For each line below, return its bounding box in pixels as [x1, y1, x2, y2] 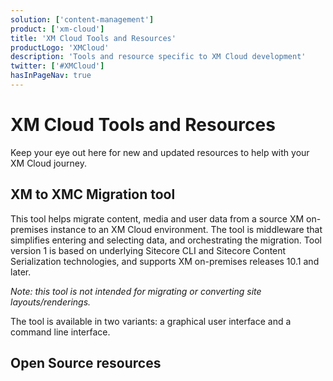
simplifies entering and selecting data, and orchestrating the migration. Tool [10, 234, 322, 246]
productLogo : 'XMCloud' [10, 42, 110, 53]
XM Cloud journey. [10, 157, 87, 169]
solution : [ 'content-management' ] [10, 14, 155, 25]
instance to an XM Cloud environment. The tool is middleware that [50, 223, 323, 235]
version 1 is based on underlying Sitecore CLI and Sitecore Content [10, 244, 287, 256]
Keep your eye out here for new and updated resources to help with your [10, 146, 310, 158]
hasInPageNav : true [10, 71, 92, 81]
